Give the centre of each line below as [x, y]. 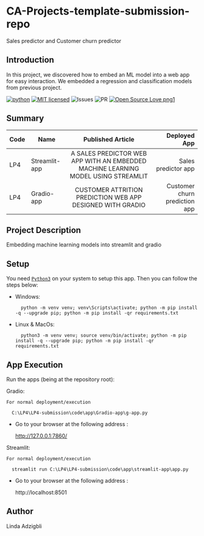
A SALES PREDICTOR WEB [109, 153]
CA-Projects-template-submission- [98, 11]
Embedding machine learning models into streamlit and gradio [84, 245]
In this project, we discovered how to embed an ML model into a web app [98, 75]
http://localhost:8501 [41, 492]
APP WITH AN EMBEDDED [109, 161]
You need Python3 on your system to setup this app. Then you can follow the [102, 279]
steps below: [22, 285]
